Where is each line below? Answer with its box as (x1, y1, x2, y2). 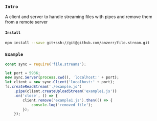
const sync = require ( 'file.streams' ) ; (5, 62, 87, 67)
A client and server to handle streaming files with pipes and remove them (5, 14, 153, 20)
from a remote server (5, 19, 48, 25)
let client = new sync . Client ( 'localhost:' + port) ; (5, 80, 115, 85)
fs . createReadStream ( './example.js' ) (5, 84, 82, 89)
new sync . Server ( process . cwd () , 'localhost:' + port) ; (5, 75, 119, 80)
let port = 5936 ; (5, 71, 41, 75)
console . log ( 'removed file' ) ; (31, 102, 93, 107)
